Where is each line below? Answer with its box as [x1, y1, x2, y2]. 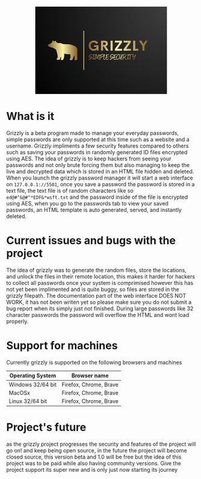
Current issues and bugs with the [6, 234, 176, 248]
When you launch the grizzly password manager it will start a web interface [6, 174, 194, 181]
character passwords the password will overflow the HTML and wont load [6, 312, 190, 319]
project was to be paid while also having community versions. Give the [6, 459, 182, 467]
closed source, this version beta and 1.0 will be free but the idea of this [6, 453, 182, 460]
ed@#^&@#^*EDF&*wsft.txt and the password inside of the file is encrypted [6, 193, 188, 201]
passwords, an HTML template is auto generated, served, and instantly [6, 206, 182, 214]
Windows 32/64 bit [8, 381, 57, 388]
